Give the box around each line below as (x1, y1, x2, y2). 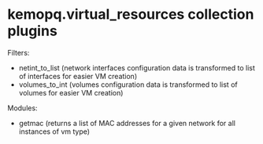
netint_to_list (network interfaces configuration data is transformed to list (18, 63, 255, 72)
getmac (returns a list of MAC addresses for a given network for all (18, 118, 235, 128)
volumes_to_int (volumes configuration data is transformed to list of (18, 80, 238, 89)
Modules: (7, 103, 38, 113)
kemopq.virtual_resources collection (7, 5, 254, 23)
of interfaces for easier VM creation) (18, 71, 138, 81)
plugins (7, 22, 58, 40)
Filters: (7, 48, 30, 57)
